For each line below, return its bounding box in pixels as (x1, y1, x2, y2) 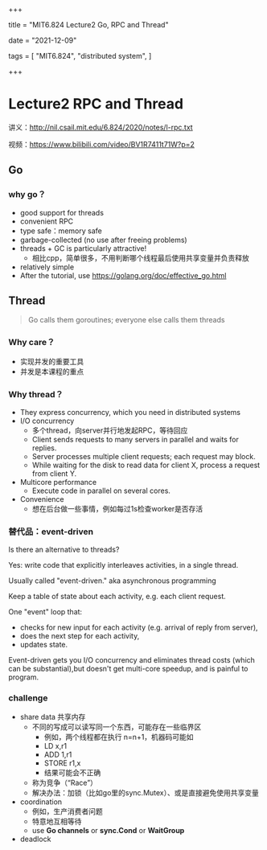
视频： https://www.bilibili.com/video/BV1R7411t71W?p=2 (8, 139, 195, 149)
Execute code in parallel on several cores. (31, 486, 171, 495)
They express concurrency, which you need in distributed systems (19, 408, 241, 417)
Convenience (19, 495, 64, 504)
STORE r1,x (43, 758, 81, 768)
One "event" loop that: (8, 607, 83, 617)
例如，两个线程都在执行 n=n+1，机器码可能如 (43, 732, 195, 741)
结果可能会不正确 (43, 767, 101, 777)
